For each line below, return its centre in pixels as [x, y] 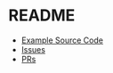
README [42, 16]
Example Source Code [62, 40]
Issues [33, 49]
